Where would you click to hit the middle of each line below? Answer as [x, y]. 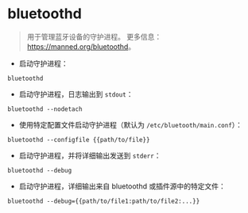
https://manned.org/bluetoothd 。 [81, 46]
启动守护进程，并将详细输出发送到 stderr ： [90, 155]
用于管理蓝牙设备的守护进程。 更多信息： [94, 36]
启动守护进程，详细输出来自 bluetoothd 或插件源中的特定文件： [122, 186]
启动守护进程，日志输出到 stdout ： [76, 94]
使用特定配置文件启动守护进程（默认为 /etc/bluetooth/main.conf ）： [131, 124]
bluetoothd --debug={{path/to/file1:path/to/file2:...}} [104, 201]
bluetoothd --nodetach [45, 109]
